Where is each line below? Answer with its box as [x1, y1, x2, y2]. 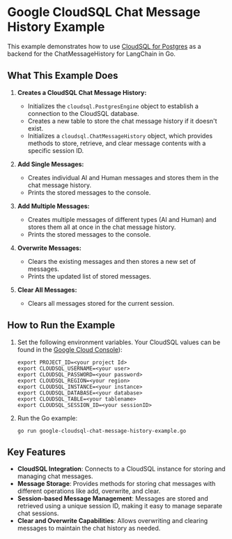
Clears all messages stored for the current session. [27, 299, 175, 307]
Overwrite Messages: [17, 244, 82, 252]
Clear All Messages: [17, 286, 77, 294]
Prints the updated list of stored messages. [27, 272, 152, 280]
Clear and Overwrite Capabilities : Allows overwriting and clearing [17, 517, 208, 525]
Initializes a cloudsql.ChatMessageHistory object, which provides [27, 131, 213, 140]
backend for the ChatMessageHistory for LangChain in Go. [7, 50, 176, 58]
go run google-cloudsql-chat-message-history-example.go [17, 427, 187, 434]
